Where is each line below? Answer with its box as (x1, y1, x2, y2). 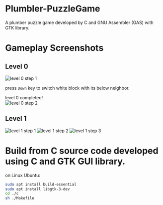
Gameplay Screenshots (5, 42, 104, 54)
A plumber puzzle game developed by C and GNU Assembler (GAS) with (5, 19, 154, 25)
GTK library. (5, 24, 30, 30)
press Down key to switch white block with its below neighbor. (5, 85, 130, 91)
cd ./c (5, 191, 19, 196)
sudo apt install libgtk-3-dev (5, 187, 70, 192)
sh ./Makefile (5, 196, 35, 201)
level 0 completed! (5, 94, 43, 100)
